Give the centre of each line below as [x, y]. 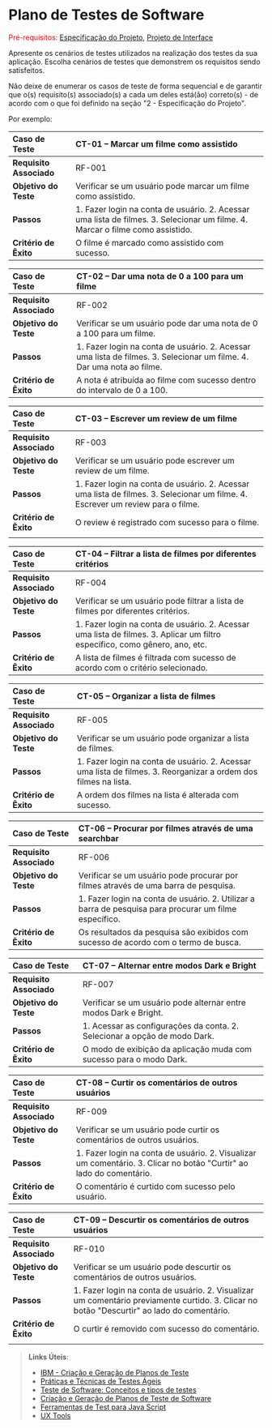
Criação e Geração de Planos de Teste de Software [126, 1398]
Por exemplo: [30, 118]
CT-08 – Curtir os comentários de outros [157, 1082]
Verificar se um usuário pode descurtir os [152, 1267]
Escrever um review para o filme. [138, 504]
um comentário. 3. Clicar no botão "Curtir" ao [162, 1163]
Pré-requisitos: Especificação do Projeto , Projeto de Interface [110, 37]
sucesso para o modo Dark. [135, 1059]
